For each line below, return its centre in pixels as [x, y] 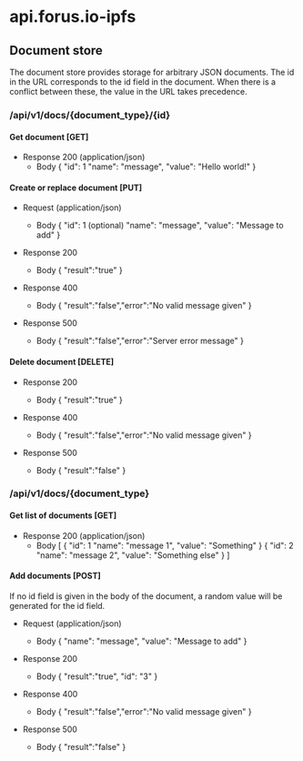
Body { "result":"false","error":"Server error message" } [140, 341]
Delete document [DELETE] [62, 361]
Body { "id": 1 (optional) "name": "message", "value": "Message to [160, 226]
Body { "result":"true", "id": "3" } [97, 676]
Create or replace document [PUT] [76, 188]
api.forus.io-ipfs [73, 17]
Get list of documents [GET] [63, 515]
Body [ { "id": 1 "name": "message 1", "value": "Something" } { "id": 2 [165, 545]
